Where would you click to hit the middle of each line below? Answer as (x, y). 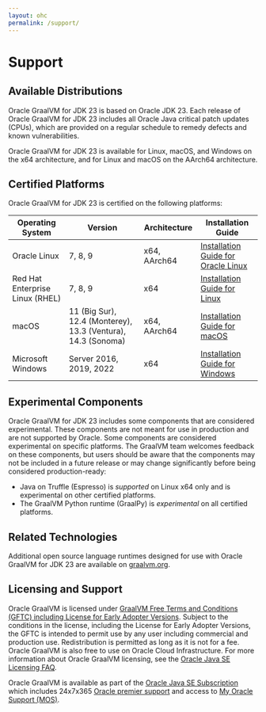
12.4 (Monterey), (101, 322)
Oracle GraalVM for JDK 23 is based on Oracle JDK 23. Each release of (125, 110)
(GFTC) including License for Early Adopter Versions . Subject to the (118, 617)
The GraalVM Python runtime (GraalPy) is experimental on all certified (133, 504)
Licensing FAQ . (32, 667)
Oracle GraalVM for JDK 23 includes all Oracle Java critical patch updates (129, 119)
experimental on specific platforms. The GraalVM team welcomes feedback (131, 446)
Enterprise (32, 288)
